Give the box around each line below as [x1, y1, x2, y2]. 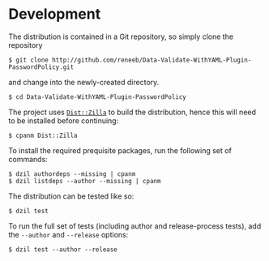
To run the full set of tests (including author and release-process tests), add [8, 220, 262, 231]
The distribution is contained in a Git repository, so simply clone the [8, 32, 233, 41]
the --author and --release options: [8, 229, 129, 239]
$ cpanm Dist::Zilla [8, 131, 79, 139]
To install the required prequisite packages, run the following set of [8, 145, 233, 155]
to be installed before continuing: [8, 115, 119, 126]
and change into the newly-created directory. [8, 77, 160, 87]
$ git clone [8, 56, 49, 64]
